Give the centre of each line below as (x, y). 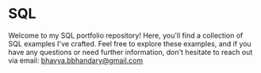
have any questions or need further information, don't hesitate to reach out (130, 52)
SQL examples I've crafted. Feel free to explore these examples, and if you (130, 43)
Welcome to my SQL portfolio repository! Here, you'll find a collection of (126, 35)
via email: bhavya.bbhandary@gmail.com (76, 60)
